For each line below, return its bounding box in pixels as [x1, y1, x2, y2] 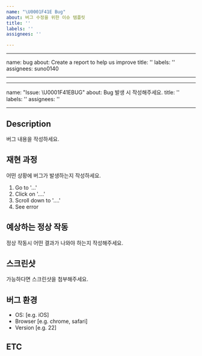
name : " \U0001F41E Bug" [6, 8, 66, 15]
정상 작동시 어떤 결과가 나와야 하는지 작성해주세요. [6, 239, 124, 246]
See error [14, 203, 39, 210]
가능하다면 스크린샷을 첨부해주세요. [6, 275, 88, 283]
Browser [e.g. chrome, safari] [14, 317, 88, 325]
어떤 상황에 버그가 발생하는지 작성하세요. [6, 172, 101, 179]
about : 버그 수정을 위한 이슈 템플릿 [6, 14, 86, 20]
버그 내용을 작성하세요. [6, 135, 60, 142]
